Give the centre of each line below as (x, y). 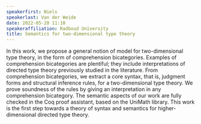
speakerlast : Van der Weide (41, 17)
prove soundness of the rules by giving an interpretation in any (84, 89)
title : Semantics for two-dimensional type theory (71, 34)
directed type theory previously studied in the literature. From (82, 70)
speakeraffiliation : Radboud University (58, 28)
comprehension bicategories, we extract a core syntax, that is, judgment (96, 77)
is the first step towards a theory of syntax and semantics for (82, 108)
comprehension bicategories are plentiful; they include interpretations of (96, 64)
